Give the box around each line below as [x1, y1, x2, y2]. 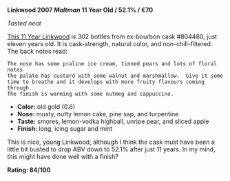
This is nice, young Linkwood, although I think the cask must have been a [7, 138, 216, 146]
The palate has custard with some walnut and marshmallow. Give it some [7, 72, 224, 79]
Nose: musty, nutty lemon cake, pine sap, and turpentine [17, 110, 179, 118]
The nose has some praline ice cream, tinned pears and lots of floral [7, 61, 217, 67]
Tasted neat [7, 19, 41, 27]
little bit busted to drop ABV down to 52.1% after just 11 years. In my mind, [7, 145, 216, 153]
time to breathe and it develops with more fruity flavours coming [7, 78, 205, 85]
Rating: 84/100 [7, 166, 51, 174]
